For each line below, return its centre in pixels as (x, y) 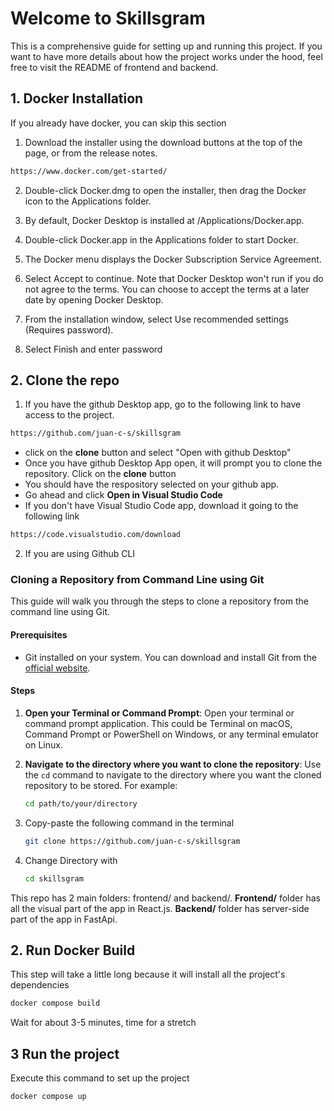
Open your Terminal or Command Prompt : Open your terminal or (159, 713)
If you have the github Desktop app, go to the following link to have (163, 404)
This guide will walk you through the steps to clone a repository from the (159, 601)
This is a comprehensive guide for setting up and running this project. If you (166, 46)
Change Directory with (71, 860)
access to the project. (69, 415)
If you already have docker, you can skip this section (118, 123)
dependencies (40, 985)
